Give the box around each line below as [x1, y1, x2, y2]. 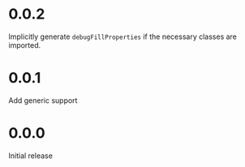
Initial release [8, 151, 53, 161]
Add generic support [8, 95, 78, 105]
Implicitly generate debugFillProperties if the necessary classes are [8, 32, 238, 41]
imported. [8, 40, 41, 49]
